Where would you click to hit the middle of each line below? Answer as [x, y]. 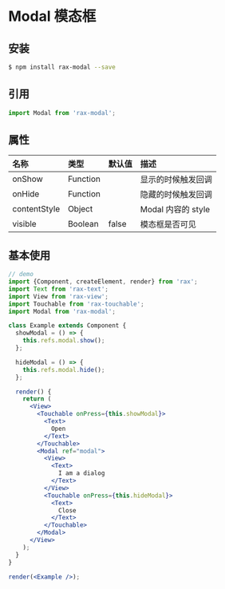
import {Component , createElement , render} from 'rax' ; [103, 282]
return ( [37, 399]
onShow [28, 179]
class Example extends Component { [67, 326]
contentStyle [36, 209]
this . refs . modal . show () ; [64, 341]
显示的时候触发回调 [176, 180]
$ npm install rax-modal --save [62, 67]
